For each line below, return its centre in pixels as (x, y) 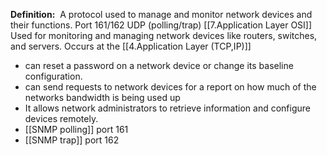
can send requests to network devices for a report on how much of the (170, 87)
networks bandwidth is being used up (102, 97)
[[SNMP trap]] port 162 (72, 140)
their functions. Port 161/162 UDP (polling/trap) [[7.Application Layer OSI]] (161, 25)
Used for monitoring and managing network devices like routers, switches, (164, 35)
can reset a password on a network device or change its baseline (159, 65)
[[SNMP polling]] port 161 (76, 129)
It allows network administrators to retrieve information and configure (167, 108)
